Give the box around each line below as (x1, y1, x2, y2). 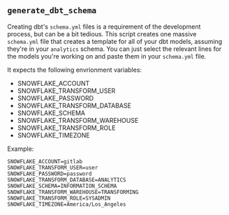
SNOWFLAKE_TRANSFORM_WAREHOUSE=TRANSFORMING (7, 188, 139, 195)
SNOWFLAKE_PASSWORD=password (7, 170, 92, 177)
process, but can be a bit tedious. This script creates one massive (7, 29, 197, 38)
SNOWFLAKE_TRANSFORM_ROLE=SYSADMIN (7, 195, 111, 202)
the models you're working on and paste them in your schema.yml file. (7, 52, 207, 60)
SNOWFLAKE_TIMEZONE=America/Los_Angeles (7, 200, 127, 208)
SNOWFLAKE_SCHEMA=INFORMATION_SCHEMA (7, 182, 117, 189)
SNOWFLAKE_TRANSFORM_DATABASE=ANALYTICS (7, 176, 127, 184)
